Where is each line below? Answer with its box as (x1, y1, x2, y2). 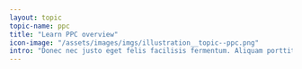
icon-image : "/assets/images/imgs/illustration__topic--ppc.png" (9, 38, 259, 47)
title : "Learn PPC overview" (9, 30, 119, 39)
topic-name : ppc (9, 22, 70, 30)
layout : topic (9, 13, 63, 22)
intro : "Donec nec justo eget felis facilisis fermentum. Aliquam (9, 47, 263, 56)
